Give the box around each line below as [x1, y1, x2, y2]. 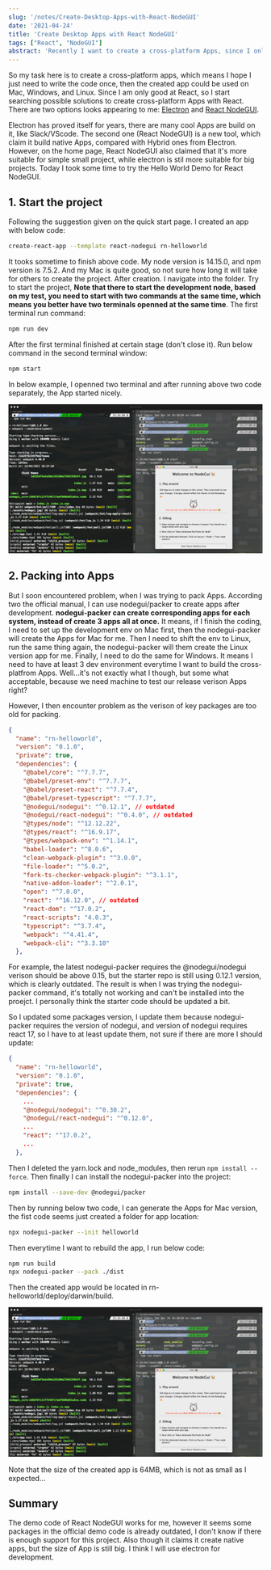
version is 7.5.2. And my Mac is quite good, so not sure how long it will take [8, 265, 258, 275]
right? [8, 685, 28, 694]
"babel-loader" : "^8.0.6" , [23, 845, 114, 853]
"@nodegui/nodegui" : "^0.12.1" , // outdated [23, 803, 175, 811]
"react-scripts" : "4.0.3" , [23, 914, 114, 922]
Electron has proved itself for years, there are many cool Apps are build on [8, 120, 256, 130]
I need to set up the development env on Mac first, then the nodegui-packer [8, 625, 261, 635]
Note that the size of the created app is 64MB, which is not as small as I [8, 1464, 247, 1475]
